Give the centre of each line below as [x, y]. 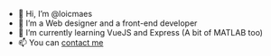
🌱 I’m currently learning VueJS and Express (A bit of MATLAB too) [140, 32]
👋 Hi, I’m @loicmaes [55, 14]
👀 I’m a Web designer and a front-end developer [107, 23]
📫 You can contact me [61, 43]
